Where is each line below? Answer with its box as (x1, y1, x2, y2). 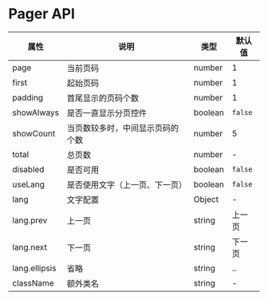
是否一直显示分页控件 (66, 107, 148, 118)
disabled (12, 164, 45, 175)
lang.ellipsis (12, 262, 57, 274)
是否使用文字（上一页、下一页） (66, 179, 187, 190)
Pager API (8, 5, 76, 23)
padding (12, 92, 44, 103)
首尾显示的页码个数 (66, 93, 140, 104)
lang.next (12, 241, 48, 252)
